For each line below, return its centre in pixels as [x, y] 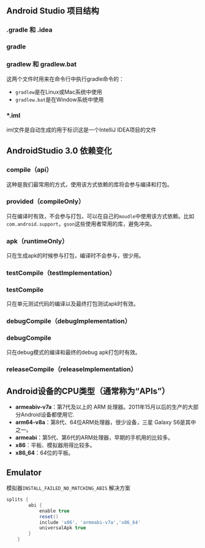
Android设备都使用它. [47, 415]
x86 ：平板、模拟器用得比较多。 [55, 445]
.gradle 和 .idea [29, 30]
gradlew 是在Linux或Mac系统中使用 [58, 92]
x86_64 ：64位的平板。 [44, 453]
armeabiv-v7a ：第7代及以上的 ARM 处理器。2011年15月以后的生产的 [102, 407]
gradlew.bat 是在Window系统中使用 [59, 99]
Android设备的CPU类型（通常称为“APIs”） [88, 391]
